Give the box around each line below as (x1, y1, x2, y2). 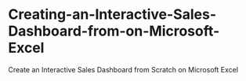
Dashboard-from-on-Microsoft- (8, 22, 220, 40)
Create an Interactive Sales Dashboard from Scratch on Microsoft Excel (8, 64, 239, 74)
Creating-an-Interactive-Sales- (8, 6, 217, 24)
